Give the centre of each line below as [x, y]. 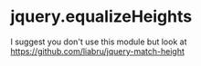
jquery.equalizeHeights [101, 17]
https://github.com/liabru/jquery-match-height [98, 51]
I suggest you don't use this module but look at [99, 42]
